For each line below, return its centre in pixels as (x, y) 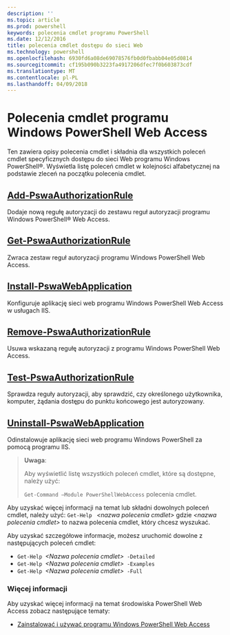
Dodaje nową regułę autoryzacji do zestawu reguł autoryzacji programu (108, 212)
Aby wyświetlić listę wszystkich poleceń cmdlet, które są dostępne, (119, 474)
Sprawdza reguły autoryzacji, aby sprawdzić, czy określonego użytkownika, (115, 394)
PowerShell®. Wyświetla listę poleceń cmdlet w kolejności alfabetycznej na (114, 167)
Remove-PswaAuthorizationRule (79, 332)
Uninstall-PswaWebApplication (76, 423)
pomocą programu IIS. (39, 447)
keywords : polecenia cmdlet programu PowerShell (78, 33)
